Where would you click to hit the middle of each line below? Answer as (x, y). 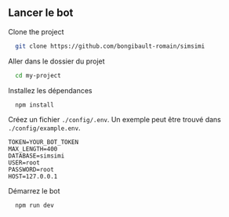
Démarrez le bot (34, 191)
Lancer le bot (41, 13)
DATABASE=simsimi (36, 156)
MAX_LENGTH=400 (33, 149)
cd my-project (38, 75)
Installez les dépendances (50, 90)
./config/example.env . (44, 128)
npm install (35, 105)
